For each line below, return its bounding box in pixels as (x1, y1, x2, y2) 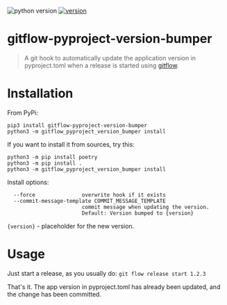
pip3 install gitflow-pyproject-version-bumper (7, 122, 148, 129)
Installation (7, 85, 74, 101)
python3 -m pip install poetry (7, 154, 98, 160)
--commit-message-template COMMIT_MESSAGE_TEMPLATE (13, 197, 167, 204)
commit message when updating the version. (81, 204, 210, 211)
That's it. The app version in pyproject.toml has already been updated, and (7, 282, 221, 291)
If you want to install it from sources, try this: (7, 140, 135, 149)
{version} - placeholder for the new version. (7, 222, 135, 230)
